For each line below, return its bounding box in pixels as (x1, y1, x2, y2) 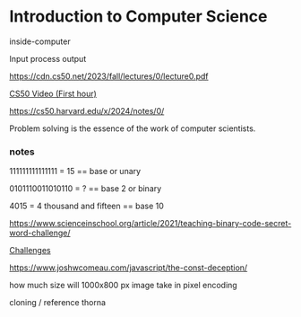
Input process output (9, 53, 87, 64)
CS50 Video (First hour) (9, 88, 97, 99)
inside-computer (9, 36, 71, 47)
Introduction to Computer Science (9, 6, 268, 27)
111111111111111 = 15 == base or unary (9, 166, 142, 177)
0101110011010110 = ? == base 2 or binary (9, 183, 162, 194)
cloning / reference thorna (9, 297, 106, 308)
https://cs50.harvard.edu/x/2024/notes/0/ (9, 105, 165, 116)
